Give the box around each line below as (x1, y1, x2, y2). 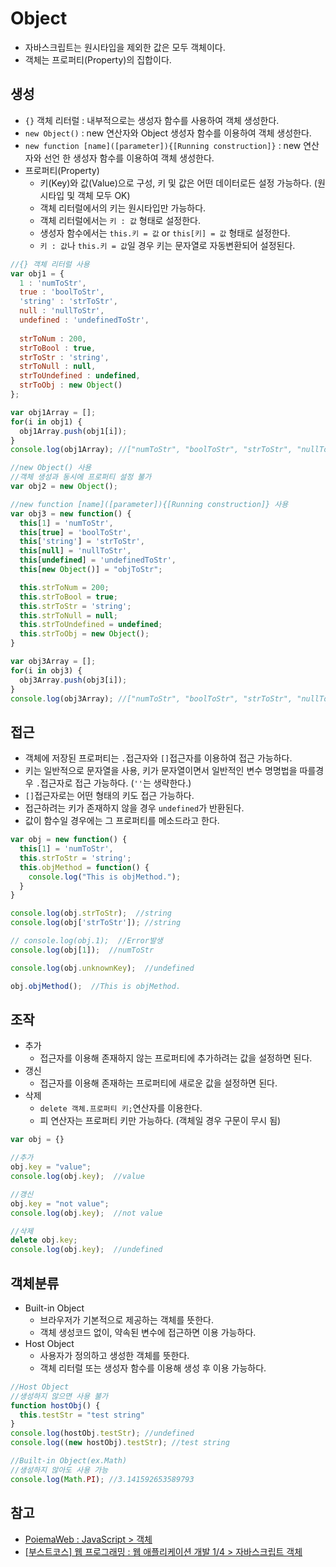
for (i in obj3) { (10, 665, 83, 676)
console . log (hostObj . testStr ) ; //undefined (10, 1428, 195, 1439)
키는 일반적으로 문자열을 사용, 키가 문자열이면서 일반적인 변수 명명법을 (24, 765, 298, 777)
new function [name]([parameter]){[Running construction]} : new (24, 139, 302, 151)
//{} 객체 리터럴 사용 (10, 259, 90, 269)
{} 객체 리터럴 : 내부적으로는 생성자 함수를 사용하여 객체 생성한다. (24, 114, 280, 126)
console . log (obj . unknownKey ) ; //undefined (10, 963, 195, 973)
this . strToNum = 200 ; (19, 582, 110, 592)
